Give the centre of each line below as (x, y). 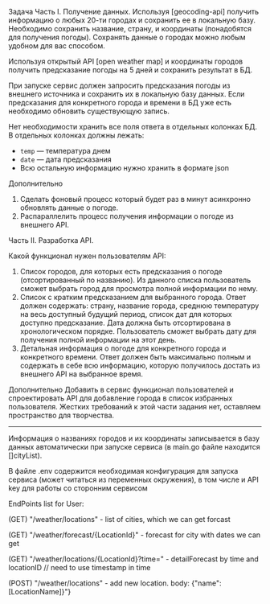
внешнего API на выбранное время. (81, 374)
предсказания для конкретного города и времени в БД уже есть (120, 103)
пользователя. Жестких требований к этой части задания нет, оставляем (135, 407)
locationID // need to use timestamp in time (80, 567)
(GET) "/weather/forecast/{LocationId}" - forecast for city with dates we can (135, 535)
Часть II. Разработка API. (51, 240)
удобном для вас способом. (57, 46)
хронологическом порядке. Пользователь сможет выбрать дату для (138, 331)
